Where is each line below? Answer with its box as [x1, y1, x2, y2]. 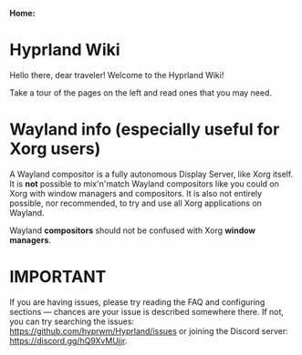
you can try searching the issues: [9, 316, 135, 327]
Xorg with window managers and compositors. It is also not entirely [9, 188, 263, 198]
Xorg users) [9, 138, 101, 159]
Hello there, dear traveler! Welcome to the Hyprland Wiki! [9, 69, 224, 80]
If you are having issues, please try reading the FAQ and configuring [9, 296, 266, 308]
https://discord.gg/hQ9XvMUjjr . [9, 335, 128, 346]
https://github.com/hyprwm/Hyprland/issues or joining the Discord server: [9, 325, 289, 336]
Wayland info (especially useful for [9, 119, 280, 140]
